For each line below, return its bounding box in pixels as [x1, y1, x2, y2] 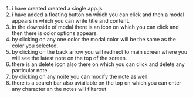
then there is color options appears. [11, 30, 99, 37]
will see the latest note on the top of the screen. [11, 55, 127, 61]
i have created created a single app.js [11, 5, 103, 12]
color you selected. [11, 42, 59, 49]
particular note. [11, 67, 49, 73]
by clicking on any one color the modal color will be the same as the [11, 36, 176, 43]
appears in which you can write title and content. [11, 17, 130, 24]
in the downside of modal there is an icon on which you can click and [11, 23, 179, 30]
